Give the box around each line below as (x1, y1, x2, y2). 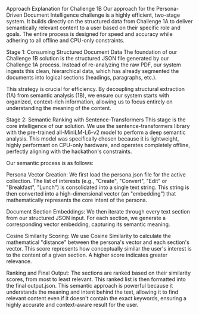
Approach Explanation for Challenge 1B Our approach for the (6, 5, 155, 12)
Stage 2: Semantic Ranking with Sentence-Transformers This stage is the (6, 116, 186, 123)
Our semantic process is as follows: (6, 160, 94, 166)
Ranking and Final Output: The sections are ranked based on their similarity (6, 269, 191, 276)
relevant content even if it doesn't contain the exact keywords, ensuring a (6, 295, 186, 301)
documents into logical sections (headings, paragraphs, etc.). (6, 74, 157, 81)
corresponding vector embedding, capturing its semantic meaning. (6, 221, 170, 228)
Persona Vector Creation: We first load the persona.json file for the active (6, 171, 186, 178)
